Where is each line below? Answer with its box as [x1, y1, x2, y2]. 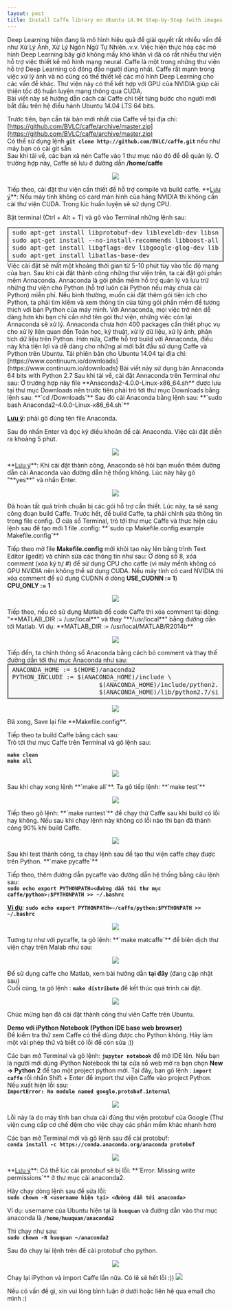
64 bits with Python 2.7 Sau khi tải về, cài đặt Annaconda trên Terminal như [7, 372, 220, 380]
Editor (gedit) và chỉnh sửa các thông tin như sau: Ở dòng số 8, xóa [7, 552, 197, 561]
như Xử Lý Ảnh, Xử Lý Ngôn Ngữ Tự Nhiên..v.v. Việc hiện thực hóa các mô [7, 43, 217, 51]
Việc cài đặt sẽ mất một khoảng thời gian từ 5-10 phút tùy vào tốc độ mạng [7, 261, 219, 270]
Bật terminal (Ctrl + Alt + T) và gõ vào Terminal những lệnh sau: [7, 213, 187, 221]
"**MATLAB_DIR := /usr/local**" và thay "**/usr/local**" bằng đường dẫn [7, 615, 217, 623]
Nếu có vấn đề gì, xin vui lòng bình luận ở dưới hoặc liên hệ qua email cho [7, 1287, 216, 1295]
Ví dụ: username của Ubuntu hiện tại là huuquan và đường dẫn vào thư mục [7, 1206, 218, 1215]
